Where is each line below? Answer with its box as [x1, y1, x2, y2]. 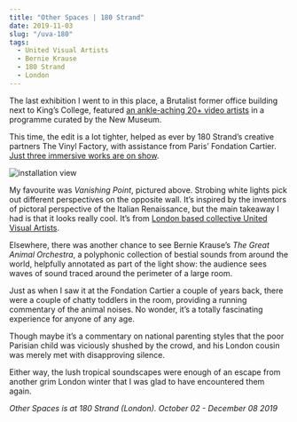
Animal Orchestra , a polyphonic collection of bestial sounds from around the [9, 249, 289, 259]
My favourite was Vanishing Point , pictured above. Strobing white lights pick [9, 184, 288, 195]
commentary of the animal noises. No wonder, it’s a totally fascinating [9, 304, 263, 315]
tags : [9, 37, 29, 47]
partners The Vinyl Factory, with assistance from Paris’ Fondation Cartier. [9, 140, 277, 151]
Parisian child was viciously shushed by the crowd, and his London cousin [9, 339, 281, 351]
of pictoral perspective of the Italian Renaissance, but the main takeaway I [9, 203, 279, 214]
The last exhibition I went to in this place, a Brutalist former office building [9, 95, 278, 106]
